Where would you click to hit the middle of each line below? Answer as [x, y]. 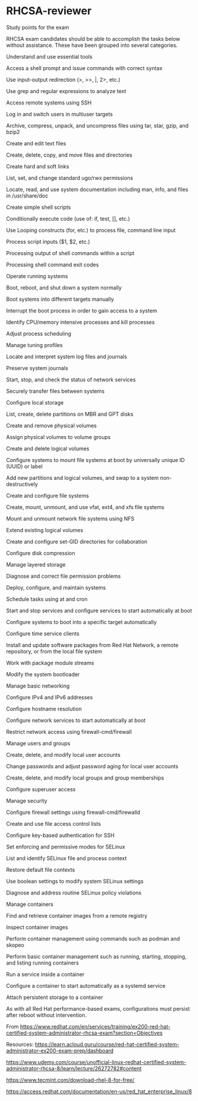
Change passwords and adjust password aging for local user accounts [92, 766]
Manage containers [30, 904]
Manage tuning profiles [35, 345]
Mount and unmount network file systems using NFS [70, 518]
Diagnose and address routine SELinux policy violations [74, 892]
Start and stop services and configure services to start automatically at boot [99, 610]
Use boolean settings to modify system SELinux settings [75, 881]
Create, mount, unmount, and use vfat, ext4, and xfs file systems [85, 507]
